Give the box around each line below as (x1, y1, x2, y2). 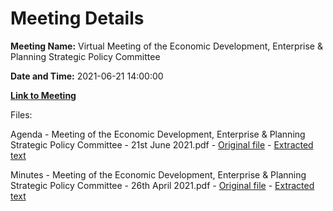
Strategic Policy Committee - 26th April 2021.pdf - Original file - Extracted (10, 179, 315, 191)
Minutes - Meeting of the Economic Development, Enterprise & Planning (10, 168, 307, 181)
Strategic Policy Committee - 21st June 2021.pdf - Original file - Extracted (10, 138, 314, 151)
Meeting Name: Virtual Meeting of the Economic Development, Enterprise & (10, 40, 323, 52)
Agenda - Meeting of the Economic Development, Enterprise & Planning (10, 128, 306, 140)
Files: (10, 108, 33, 121)
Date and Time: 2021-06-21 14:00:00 (10, 70, 164, 82)
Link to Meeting (10, 89, 77, 101)
